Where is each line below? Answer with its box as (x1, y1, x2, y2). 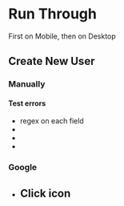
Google (8, 162, 38, 173)
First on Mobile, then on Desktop (8, 31, 116, 41)
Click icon (19, 186, 71, 200)
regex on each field (19, 116, 84, 126)
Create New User (8, 55, 95, 68)
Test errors (8, 98, 46, 108)
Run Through (8, 5, 98, 23)
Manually (8, 79, 46, 90)
